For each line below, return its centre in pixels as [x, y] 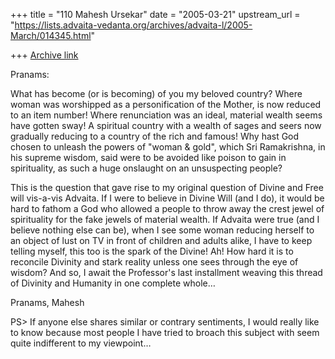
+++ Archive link [44, 55]
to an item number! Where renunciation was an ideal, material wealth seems [166, 115]
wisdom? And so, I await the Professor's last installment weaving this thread [166, 272]
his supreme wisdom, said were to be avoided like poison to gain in [148, 157]
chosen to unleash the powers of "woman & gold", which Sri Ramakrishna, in [168, 147]
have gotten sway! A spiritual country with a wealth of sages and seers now [166, 125]
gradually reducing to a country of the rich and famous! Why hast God [155, 136]
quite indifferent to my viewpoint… [81, 343]
